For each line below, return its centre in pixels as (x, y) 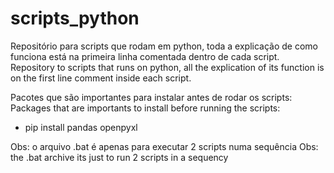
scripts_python (75, 18)
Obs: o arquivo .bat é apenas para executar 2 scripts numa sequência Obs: (164, 146)
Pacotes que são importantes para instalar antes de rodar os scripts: (151, 97)
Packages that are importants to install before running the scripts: (145, 108)
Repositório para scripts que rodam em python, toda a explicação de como (164, 46)
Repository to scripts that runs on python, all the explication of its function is (167, 67)
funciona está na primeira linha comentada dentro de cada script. (145, 56)
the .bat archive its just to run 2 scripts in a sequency (119, 157)
